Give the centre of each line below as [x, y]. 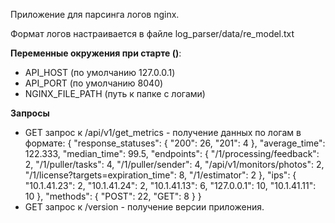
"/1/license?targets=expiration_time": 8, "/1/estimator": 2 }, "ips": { [160, 175]
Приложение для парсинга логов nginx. [95, 14]
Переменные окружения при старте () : [96, 53]
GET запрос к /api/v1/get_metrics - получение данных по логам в [163, 132]
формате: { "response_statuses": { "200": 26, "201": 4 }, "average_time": [175, 143]
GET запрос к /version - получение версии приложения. [144, 207]
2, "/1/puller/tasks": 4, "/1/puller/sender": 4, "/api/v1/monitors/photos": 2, [174, 164]
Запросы [30, 113]
